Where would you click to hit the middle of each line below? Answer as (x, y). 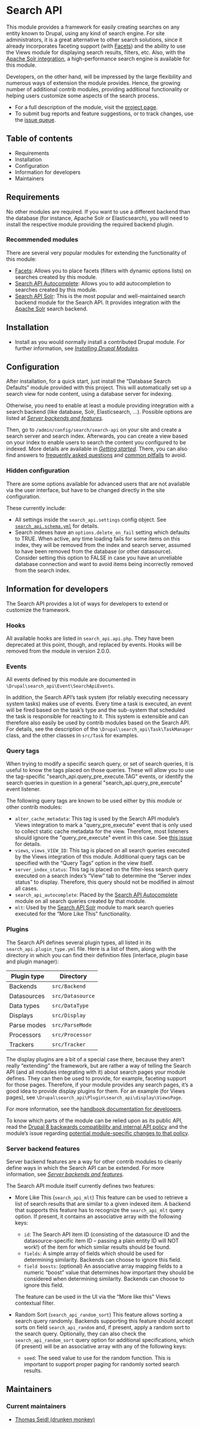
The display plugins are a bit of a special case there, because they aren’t (96, 1059)
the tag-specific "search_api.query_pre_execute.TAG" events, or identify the (99, 776)
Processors (25, 1035)
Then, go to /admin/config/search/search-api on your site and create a (94, 430)
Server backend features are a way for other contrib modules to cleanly (94, 1161)
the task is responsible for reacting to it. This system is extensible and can (97, 717)
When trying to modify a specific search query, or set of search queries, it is (100, 764)
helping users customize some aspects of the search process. (83, 96)
